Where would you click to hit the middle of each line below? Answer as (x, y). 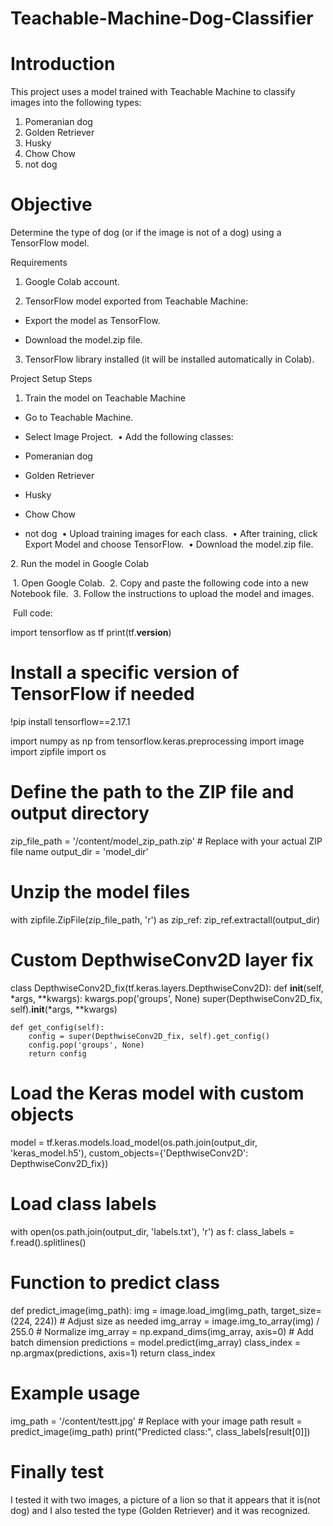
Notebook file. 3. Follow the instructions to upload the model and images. (162, 594)
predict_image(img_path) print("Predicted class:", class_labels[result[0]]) (160, 1431)
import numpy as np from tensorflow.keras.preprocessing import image (157, 741)
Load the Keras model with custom (157, 1093)
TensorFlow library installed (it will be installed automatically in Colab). (169, 359)
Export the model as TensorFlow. (92, 321)
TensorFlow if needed (102, 694)
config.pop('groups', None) (86, 1045)
